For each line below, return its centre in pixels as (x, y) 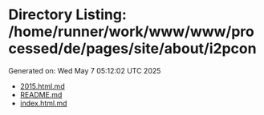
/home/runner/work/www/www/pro (131, 32)
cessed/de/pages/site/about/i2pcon (132, 49)
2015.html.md (43, 86)
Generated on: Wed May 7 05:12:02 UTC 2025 (85, 70)
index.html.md (43, 103)
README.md (41, 94)
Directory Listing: (67, 15)
